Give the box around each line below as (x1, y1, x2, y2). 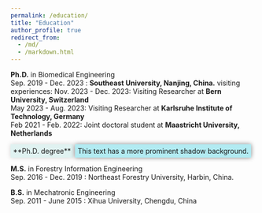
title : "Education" (10, 19, 75, 27)
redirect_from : (10, 33, 61, 42)
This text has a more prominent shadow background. (77, 147, 249, 155)
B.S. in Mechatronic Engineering (10, 188, 116, 197)
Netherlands (10, 129, 53, 138)
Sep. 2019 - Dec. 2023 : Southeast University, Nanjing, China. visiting (10, 78, 241, 88)
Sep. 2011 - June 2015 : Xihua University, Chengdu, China (10, 196, 197, 205)
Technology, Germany (10, 112, 85, 121)
